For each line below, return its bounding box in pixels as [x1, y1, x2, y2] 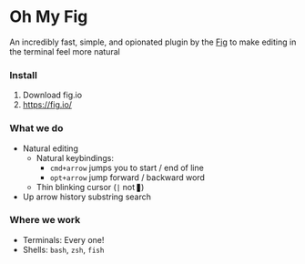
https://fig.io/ [22, 99, 73, 110]
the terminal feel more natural [9, 46, 120, 56]
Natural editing [22, 143, 79, 154]
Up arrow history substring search [22, 191, 152, 202]
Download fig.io [22, 89, 83, 101]
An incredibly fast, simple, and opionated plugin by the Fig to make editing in [9, 36, 297, 47]
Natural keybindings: [36, 152, 114, 163]
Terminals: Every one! [22, 234, 105, 245]
